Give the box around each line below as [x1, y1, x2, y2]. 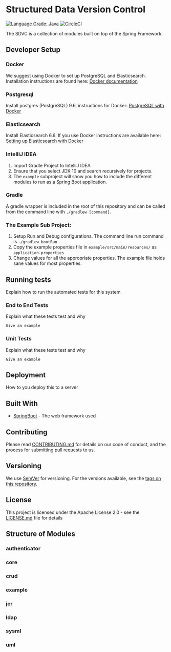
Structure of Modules [6, 529, 76, 538]
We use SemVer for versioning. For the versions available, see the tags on [6, 475, 161, 481]
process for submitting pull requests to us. [6, 447, 95, 453]
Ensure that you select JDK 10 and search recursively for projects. [13, 168, 153, 174]
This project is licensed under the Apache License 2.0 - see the [6, 509, 140, 515]
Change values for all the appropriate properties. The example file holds [13, 255, 165, 261]
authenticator [6, 545, 41, 552]
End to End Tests [6, 301, 48, 309]
